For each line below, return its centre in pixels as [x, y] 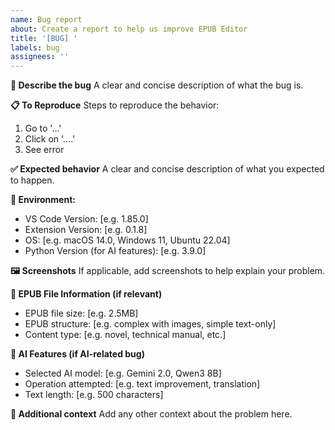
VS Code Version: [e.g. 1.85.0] [86, 219]
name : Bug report [46, 19]
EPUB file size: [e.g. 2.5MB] [81, 313]
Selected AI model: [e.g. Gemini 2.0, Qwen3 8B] [123, 373]
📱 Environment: [43, 200]
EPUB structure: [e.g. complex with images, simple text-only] [150, 324]
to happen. [32, 180]
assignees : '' [40, 57]
